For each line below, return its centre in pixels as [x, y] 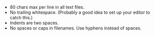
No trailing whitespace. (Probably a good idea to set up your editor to [80, 12]
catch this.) [21, 18]
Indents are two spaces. [34, 23]
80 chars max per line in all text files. [47, 7]
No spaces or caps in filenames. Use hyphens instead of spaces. [76, 28]
